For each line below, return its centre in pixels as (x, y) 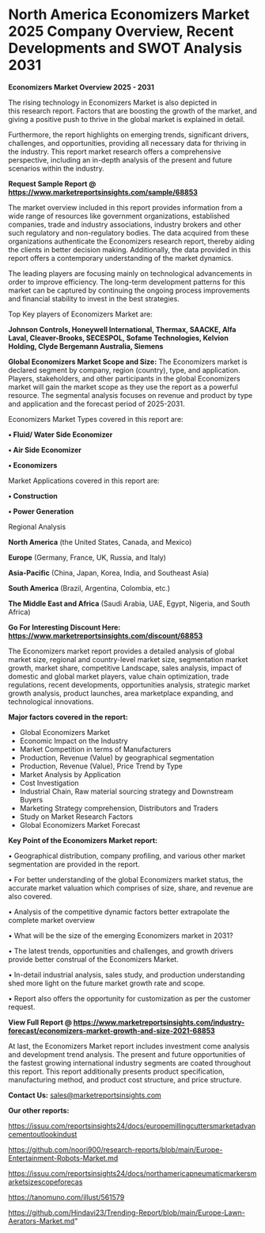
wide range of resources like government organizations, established (119, 216)
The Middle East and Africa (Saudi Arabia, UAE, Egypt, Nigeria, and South (129, 603)
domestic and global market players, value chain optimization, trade (119, 676)
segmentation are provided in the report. (74, 864)
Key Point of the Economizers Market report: (83, 840)
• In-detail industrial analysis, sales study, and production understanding (127, 975)
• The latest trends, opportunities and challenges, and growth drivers (121, 951)
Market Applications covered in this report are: (84, 481)
